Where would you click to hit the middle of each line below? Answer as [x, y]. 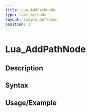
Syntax [17, 85]
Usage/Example [31, 103]
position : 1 [18, 24]
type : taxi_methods [26, 15]
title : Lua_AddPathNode [31, 10]
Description [24, 68]
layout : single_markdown [32, 19]
